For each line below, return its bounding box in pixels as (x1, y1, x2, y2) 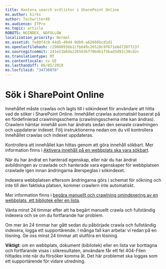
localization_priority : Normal (5, 35, 70, 40)
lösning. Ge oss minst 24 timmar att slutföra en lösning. (5, 233, 119, 239)
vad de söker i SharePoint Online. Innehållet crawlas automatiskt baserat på (5, 111, 161, 117)
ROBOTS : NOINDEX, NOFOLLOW (5, 30, 61, 35)
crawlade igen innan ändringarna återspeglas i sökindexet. (5, 167, 126, 173)
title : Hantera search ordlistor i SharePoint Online (5, 7, 120, 12)
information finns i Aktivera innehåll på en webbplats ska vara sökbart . (5, 147, 150, 153)
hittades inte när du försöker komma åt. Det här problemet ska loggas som (5, 253, 158, 259)
